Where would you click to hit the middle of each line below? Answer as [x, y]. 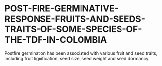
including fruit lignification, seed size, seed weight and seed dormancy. [77, 58]
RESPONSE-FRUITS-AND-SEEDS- [75, 19]
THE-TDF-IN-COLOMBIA [56, 40]
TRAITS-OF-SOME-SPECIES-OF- [73, 29]
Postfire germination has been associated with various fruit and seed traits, [81, 53]
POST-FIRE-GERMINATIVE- [62, 9]
